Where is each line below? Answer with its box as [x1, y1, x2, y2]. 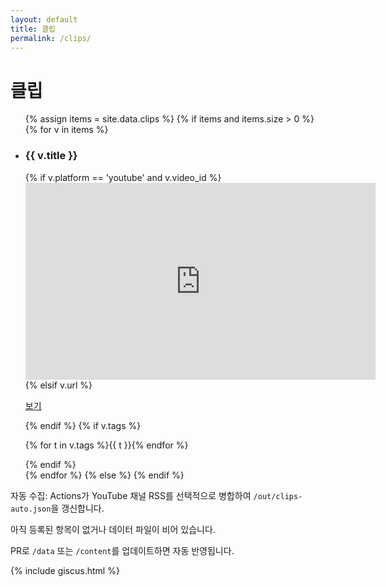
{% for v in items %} [24, 124, 109, 136]
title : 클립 [10, 24, 57, 34]
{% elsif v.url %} [24, 379, 93, 391]
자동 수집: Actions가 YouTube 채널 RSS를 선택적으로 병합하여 [10, 489, 252, 501]
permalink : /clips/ [10, 33, 92, 43]
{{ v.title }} [24, 149, 78, 163]
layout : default [10, 14, 78, 25]
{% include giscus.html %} [10, 564, 120, 576]
